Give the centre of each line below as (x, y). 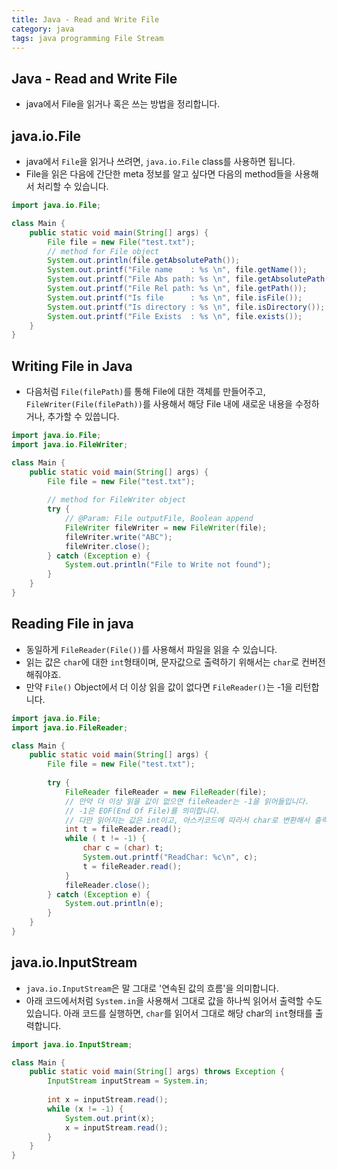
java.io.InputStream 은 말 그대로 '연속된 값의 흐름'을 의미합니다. (152, 988)
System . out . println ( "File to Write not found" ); (168, 565)
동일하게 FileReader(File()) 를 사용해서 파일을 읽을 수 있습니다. (151, 649)
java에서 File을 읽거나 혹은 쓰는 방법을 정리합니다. (123, 104)
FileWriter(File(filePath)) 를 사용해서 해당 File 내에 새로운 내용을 (159, 404)
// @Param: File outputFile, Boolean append (159, 519)
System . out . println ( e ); (114, 904)
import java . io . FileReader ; (70, 727)
